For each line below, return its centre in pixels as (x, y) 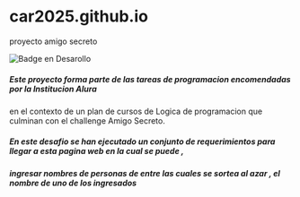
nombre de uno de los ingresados (73, 183)
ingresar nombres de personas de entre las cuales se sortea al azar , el (145, 173)
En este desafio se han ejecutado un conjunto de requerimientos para (142, 141)
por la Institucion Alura (53, 89)
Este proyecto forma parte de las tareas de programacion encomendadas (150, 79)
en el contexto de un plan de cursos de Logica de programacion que (136, 111)
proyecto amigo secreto (53, 41)
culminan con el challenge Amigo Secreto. (88, 120)
